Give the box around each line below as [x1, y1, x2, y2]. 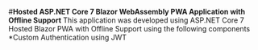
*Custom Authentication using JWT [8, 32, 127, 42]
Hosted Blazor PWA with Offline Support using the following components [8, 24, 251, 33]
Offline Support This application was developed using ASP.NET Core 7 [8, 15, 244, 25]
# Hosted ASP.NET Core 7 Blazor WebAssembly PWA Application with [8, 7, 246, 16]
